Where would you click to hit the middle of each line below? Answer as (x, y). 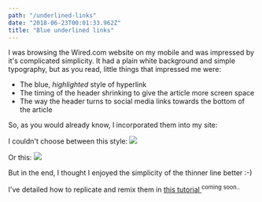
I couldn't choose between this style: (68, 141)
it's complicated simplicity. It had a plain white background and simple (122, 61)
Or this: (20, 158)
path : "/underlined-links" (52, 15)
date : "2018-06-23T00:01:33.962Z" (65, 23)
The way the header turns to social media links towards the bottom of (132, 101)
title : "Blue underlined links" (61, 30)
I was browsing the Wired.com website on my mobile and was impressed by (131, 53)
